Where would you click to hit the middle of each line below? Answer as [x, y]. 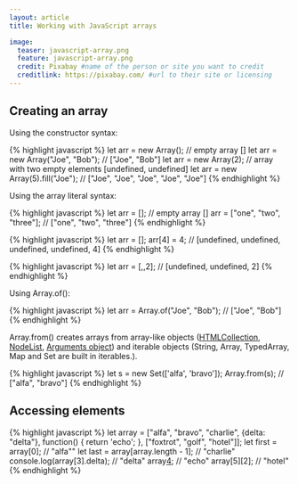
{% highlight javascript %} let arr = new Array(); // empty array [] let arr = [143, 150]
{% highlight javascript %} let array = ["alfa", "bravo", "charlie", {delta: [137, 432]
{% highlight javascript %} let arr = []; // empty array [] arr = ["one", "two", [145, 213]
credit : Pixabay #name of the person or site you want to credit [141, 67]
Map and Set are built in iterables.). [73, 356]
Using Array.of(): [40, 293]
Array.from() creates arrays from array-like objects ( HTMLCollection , [135, 337]
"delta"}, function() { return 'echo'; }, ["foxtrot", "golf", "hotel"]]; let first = [143, 441]
